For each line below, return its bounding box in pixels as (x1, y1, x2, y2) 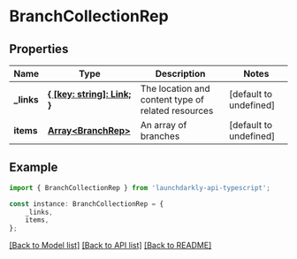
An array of (140, 119, 187, 131)
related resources (140, 104, 214, 117)
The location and (140, 82, 210, 95)
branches (140, 130, 180, 142)
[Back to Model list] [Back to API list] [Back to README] (9, 240, 212, 251)
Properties (9, 42, 69, 57)
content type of (140, 94, 205, 105)
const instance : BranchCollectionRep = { (9, 199, 164, 209)
